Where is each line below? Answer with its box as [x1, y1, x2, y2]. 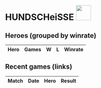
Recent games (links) [5, 63, 73, 71]
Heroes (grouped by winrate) [5, 31, 97, 40]
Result [60, 77, 76, 84]
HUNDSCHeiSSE [5, 11, 74, 23]
